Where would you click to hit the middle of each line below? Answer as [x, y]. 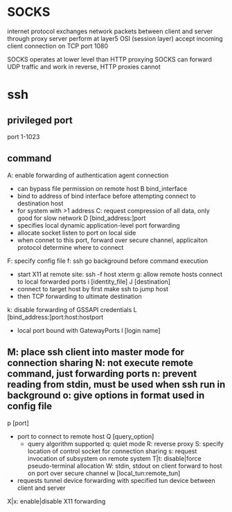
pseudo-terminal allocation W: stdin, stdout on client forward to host [125, 466]
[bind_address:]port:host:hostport [55, 317]
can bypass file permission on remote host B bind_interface [102, 188]
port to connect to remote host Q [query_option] [86, 436]
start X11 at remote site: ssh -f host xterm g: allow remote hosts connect [120, 274]
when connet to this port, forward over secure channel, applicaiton [112, 240]
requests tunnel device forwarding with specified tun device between [116, 480]
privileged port [40, 120]
